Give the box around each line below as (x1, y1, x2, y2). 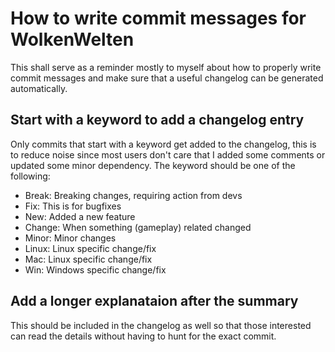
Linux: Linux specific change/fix (24, 242, 157, 254)
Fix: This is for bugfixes (24, 200, 122, 212)
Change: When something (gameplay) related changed (24, 221, 252, 233)
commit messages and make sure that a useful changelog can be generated (10, 72, 324, 84)
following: (10, 170, 51, 182)
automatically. (10, 82, 68, 94)
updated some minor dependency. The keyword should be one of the (10, 159, 296, 171)
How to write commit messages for (10, 7, 307, 30)
